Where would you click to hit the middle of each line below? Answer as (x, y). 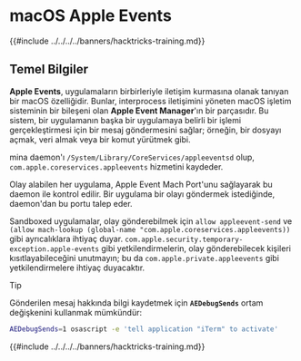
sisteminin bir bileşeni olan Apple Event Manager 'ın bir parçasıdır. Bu (139, 111)
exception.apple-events (55, 249)
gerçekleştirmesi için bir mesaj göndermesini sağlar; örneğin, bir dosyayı (145, 130)
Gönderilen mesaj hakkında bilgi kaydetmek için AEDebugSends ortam (136, 302)
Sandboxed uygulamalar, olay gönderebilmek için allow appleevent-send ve (151, 221)
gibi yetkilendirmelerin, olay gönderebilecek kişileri (196, 248)
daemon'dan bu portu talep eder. (71, 203)
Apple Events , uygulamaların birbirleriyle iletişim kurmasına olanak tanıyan (149, 91)
